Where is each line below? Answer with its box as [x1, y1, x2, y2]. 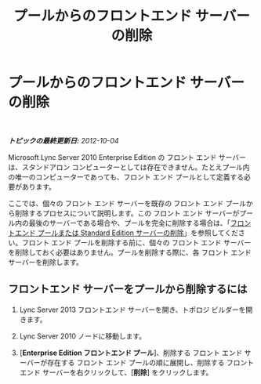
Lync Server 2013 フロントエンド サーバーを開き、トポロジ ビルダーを [19, 305, 246, 314]
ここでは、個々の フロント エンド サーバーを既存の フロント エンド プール [8, 198, 247, 208]
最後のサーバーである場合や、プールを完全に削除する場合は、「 [28, 218, 231, 227]
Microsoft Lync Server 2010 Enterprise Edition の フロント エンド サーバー [8, 152, 247, 161]
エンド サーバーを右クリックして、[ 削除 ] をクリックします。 [19, 368, 213, 377]
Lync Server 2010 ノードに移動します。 [19, 331, 147, 341]
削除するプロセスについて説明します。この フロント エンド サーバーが [14, 208, 240, 218]
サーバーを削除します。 [8, 257, 84, 266]
